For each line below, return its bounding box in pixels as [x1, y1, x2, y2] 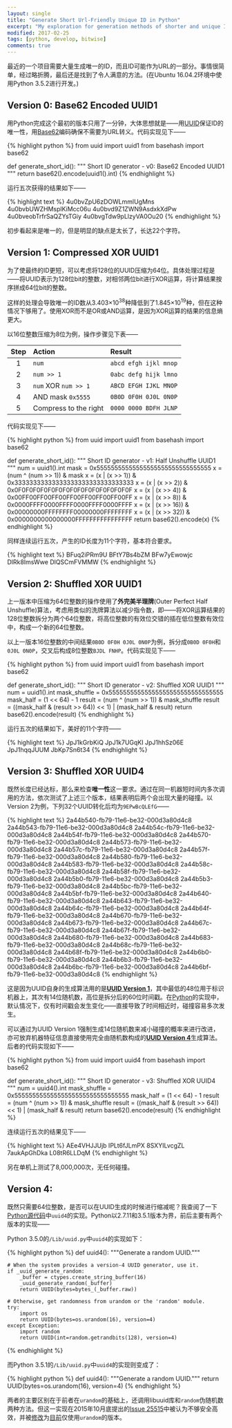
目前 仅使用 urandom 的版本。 [49, 1413, 126, 1421]
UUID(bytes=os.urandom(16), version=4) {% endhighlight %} [7, 1382, 181, 1390]
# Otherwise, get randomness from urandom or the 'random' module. [7, 1297, 206, 1305]
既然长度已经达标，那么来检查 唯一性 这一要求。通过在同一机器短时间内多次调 [7, 784, 225, 793]
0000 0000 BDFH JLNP [110, 405, 178, 412]
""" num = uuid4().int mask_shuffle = [7, 1083, 112, 1092]
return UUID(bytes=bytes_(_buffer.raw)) [19, 1286, 137, 1293]
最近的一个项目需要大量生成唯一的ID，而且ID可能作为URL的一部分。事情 [7, 62, 213, 70]
